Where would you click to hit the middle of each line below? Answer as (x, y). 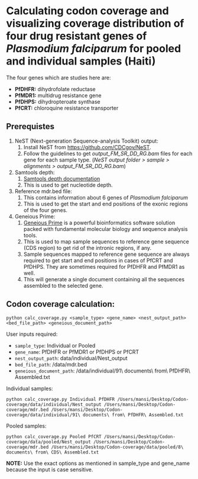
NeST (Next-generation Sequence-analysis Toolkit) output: (86, 141)
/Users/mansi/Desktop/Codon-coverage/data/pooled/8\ (117, 447)
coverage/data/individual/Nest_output (54, 404)
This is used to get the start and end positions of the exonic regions (106, 204)
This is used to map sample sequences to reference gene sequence (106, 242)
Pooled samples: (26, 426)
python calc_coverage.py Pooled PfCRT (54, 436)
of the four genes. (46, 210)
